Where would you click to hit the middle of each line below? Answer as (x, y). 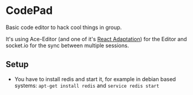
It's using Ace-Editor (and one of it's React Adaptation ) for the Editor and (96, 39)
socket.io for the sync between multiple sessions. (67, 45)
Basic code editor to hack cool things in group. (64, 27)
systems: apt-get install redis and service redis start (87, 85)
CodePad (29, 11)
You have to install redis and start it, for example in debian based (95, 79)
